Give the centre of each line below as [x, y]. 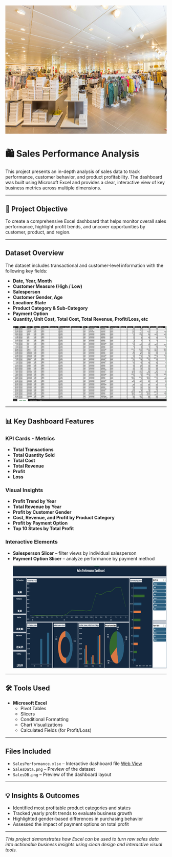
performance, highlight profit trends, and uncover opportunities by [76, 226]
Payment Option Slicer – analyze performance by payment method [84, 558]
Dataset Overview [35, 253]
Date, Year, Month [32, 281]
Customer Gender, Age [38, 297]
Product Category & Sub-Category [50, 308]
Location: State [29, 302]
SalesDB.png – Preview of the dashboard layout [62, 774]
